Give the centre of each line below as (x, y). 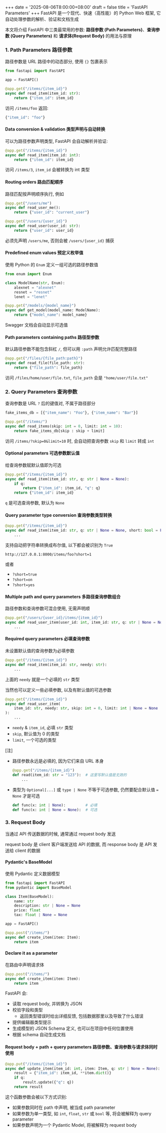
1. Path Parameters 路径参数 (39, 50)
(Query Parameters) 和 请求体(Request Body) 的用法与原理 (71, 36)
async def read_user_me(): (33, 208)
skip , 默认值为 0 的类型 (36, 734)
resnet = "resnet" (33, 292)
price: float (27, 910)
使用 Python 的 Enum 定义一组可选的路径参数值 (52, 265)
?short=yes (23, 585)
